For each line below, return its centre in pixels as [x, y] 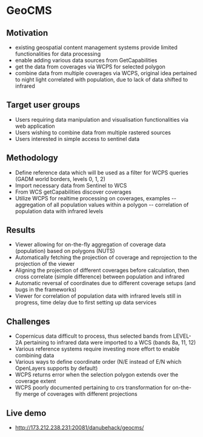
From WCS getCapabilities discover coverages [73, 192]
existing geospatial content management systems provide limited [96, 47]
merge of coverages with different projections [80, 394]
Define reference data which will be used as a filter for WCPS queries [102, 172]
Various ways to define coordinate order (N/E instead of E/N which [98, 362]
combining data [35, 355]
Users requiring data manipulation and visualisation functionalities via [102, 119]
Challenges [28, 321]
